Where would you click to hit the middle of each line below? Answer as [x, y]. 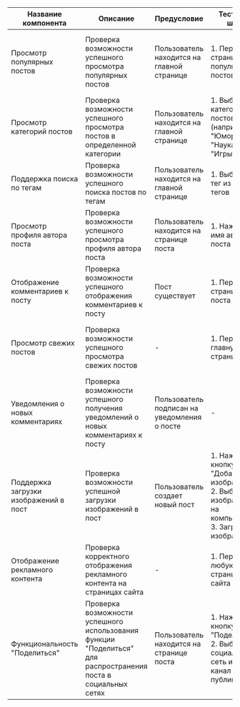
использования [112, 630]
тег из [221, 183]
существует [175, 296]
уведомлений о [112, 417]
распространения [116, 666]
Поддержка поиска [45, 179]
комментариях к [114, 435]
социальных [107, 684]
